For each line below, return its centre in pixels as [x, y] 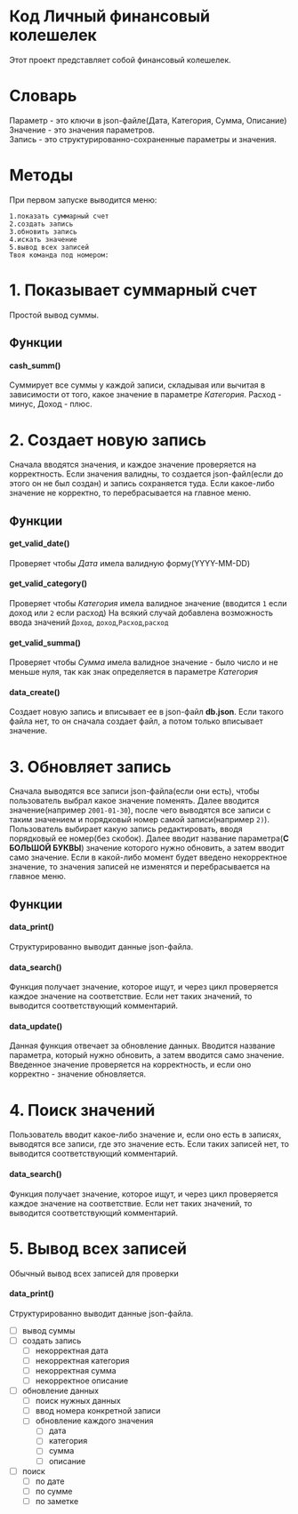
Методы [41, 176]
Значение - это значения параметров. [82, 130]
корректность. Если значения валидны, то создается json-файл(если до [146, 474]
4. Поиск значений [82, 1110]
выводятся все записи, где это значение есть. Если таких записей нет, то [149, 1144]
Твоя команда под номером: [59, 255]
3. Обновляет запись [90, 767]
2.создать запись [41, 224]
